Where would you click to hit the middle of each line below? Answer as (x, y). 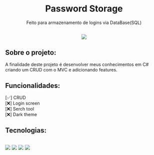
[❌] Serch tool (19, 108)
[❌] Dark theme (21, 114)
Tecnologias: (26, 130)
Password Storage (84, 9)
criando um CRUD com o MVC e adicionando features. (61, 70)
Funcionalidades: (33, 85)
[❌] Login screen (22, 103)
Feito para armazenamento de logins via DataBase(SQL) (84, 22)
